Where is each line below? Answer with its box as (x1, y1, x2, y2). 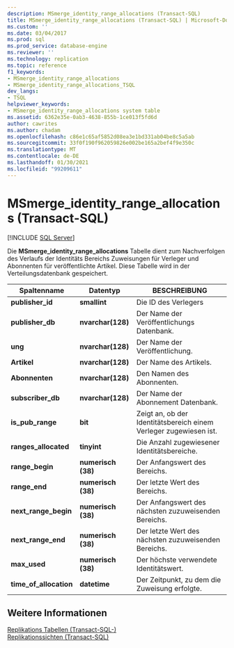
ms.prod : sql (7, 36, 45, 43)
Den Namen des (136, 368, 189, 378)
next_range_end (10, 535, 66, 544)
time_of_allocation (10, 579, 73, 589)
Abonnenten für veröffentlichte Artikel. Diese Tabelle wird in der (7, 262, 190, 270)
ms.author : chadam (7, 127, 61, 134)
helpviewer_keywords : (7, 101, 70, 108)
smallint (79, 297, 107, 307)
